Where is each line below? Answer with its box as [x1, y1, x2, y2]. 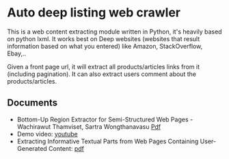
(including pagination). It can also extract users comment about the [7, 70, 197, 78]
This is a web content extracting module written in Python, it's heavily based [7, 27, 222, 36]
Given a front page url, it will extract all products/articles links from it [7, 62, 200, 71]
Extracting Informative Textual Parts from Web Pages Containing [16, 137, 199, 145]
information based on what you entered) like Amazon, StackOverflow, [7, 42, 203, 50]
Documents [7, 97, 58, 109]
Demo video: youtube [16, 130, 78, 138]
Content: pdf [49, 144, 84, 152]
